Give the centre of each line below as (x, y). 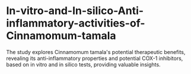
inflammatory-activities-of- (76, 23)
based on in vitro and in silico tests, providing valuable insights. (84, 64)
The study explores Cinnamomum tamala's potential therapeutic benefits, (96, 52)
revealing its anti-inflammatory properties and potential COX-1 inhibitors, (95, 58)
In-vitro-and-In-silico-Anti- (75, 11)
